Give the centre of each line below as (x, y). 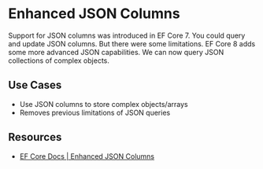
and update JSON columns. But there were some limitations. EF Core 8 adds (132, 43)
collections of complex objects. (59, 61)
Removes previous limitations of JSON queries (95, 112)
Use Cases (35, 85)
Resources (35, 137)
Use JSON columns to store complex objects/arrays (104, 104)
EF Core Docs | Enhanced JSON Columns (87, 156)
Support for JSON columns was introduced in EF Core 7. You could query (127, 35)
